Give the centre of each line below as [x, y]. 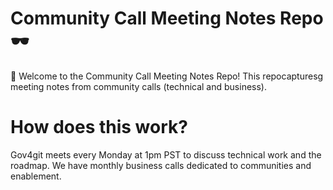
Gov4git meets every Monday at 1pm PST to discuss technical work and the [166, 154]
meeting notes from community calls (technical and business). [138, 86]
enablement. [36, 176]
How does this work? [99, 127]
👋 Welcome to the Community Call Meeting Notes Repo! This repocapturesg [167, 76]
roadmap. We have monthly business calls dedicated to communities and [161, 165]
